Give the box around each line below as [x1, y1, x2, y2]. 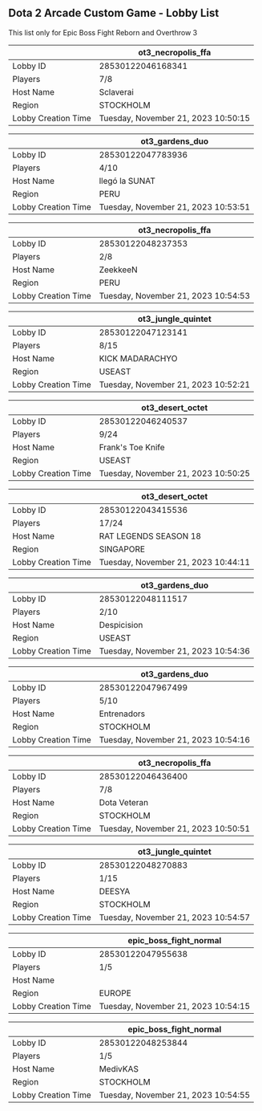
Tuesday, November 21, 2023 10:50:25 [99, 467, 251, 478]
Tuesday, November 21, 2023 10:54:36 [99, 645, 251, 657]
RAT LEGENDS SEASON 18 [99, 530, 202, 541]
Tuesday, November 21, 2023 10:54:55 [99, 1089, 251, 1101]
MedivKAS [99, 1063, 139, 1074]
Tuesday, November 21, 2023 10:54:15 [99, 1000, 251, 1011]
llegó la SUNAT [99, 175, 156, 186]
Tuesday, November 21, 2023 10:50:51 [99, 823, 251, 834]
